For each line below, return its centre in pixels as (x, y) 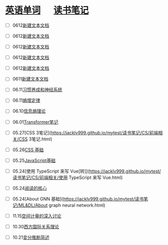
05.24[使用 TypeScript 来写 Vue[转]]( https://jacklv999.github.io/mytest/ (87, 171)
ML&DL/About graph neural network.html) (62, 205)
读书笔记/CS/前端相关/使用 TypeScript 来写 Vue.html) (68, 177)
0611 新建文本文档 (30, 79)
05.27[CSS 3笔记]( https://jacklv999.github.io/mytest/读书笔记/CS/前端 (85, 133)
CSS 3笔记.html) (35, 139)
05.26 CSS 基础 (28, 150)
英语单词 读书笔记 (47, 10)
